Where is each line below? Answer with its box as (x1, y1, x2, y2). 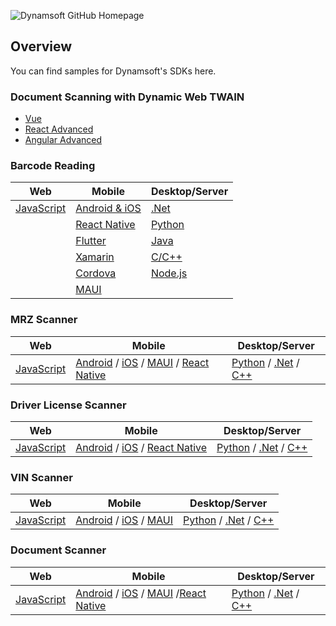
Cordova (75, 266, 117, 280)
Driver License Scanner (10, 398, 127, 412)
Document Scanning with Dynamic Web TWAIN (10, 90, 245, 104)
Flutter (75, 234, 107, 248)
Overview (10, 38, 73, 55)
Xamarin (75, 250, 115, 264)
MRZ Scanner (10, 313, 78, 327)
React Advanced (24, 123, 94, 135)
